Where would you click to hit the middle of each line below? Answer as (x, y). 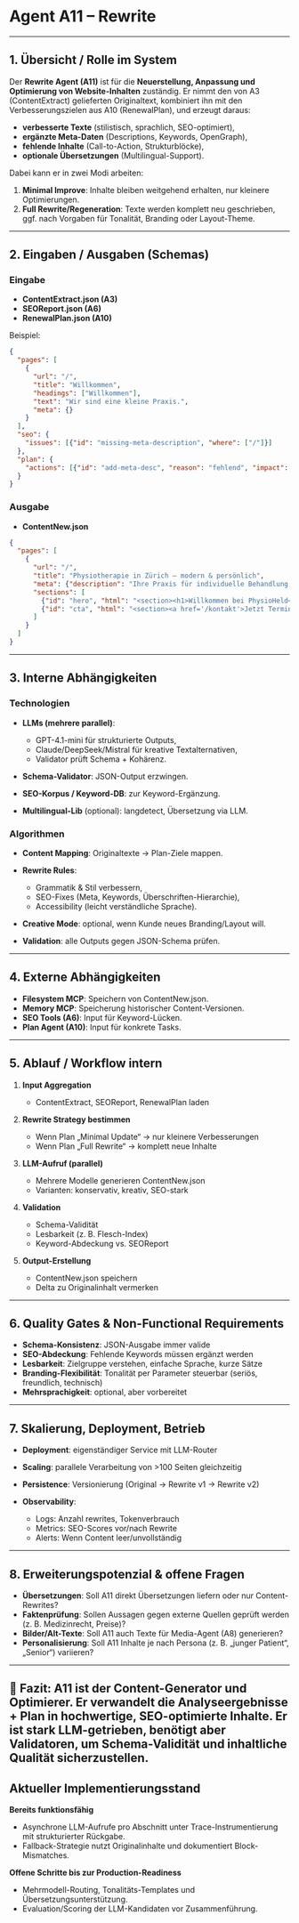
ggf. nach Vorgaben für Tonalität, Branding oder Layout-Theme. (138, 218)
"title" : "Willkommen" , (77, 384)
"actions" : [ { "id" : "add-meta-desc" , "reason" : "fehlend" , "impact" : (157, 468)
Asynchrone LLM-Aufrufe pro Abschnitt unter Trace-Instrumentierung (150, 1827)
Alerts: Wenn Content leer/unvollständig (109, 1538)
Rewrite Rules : (49, 870)
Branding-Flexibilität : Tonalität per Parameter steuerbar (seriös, (140, 1373)
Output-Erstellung (57, 1260)
